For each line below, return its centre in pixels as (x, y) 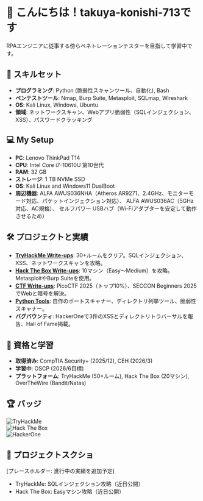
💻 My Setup (30, 140)
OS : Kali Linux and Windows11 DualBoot (65, 186)
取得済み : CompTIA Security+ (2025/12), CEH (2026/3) (84, 361)
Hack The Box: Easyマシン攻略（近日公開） (70, 491)
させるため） (31, 216)
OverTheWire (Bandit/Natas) (51, 383)
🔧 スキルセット (34, 75)
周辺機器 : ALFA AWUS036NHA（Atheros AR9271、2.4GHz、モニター (102, 193)
